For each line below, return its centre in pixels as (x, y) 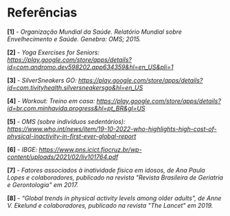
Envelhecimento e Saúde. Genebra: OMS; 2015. (74, 39)
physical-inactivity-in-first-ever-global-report (72, 136)
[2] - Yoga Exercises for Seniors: (53, 52)
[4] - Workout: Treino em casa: (51, 100)
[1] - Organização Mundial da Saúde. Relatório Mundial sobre (94, 32)
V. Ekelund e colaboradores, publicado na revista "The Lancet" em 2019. (110, 205)
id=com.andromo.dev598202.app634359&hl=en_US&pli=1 (90, 67)
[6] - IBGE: (22, 149)
